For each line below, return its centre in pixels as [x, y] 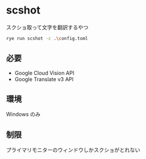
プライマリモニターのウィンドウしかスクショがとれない [73, 150]
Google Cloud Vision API [44, 73]
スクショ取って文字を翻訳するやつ [47, 27]
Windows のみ [23, 114]
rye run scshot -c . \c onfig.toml [47, 38]
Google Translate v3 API [44, 79]
